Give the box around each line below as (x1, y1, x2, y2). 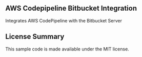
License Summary (5, 33, 65, 41)
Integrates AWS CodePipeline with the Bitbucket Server (5, 17, 122, 23)
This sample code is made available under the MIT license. (5, 46, 129, 52)
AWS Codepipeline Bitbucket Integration (5, 4, 137, 13)
